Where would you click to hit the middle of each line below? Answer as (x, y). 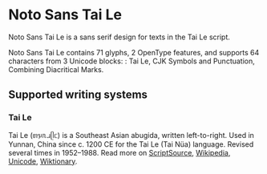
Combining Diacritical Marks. (56, 69)
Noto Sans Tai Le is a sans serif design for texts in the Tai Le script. (119, 37)
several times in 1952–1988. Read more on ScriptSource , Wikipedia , (119, 152)
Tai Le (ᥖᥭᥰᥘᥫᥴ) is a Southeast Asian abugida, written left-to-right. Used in (131, 135)
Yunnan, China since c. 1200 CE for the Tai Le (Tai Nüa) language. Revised (131, 144)
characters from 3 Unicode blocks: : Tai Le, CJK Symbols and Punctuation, (131, 61)
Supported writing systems (78, 95)
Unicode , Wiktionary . (43, 161)
